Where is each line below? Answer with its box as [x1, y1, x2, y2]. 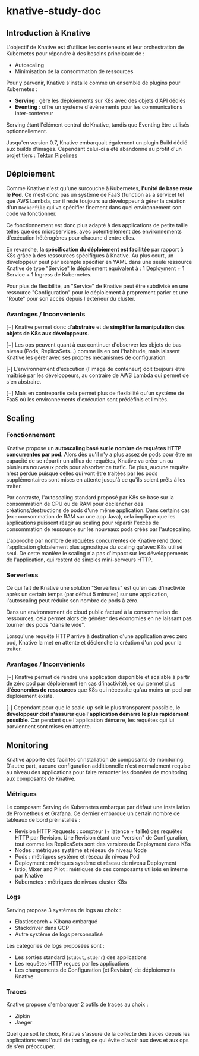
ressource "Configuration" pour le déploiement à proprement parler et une [6, 288, 188, 296]
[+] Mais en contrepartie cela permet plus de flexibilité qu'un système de [6, 389, 184, 397]
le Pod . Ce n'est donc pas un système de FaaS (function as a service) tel [6, 191, 184, 198]
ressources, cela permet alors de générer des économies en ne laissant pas [6, 615, 192, 622]
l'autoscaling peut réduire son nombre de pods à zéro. [6, 597, 139, 604]
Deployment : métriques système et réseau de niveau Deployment [14, 859, 177, 866]
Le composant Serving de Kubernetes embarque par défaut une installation [6, 803, 191, 810]
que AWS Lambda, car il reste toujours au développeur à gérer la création [6, 197, 186, 205]
